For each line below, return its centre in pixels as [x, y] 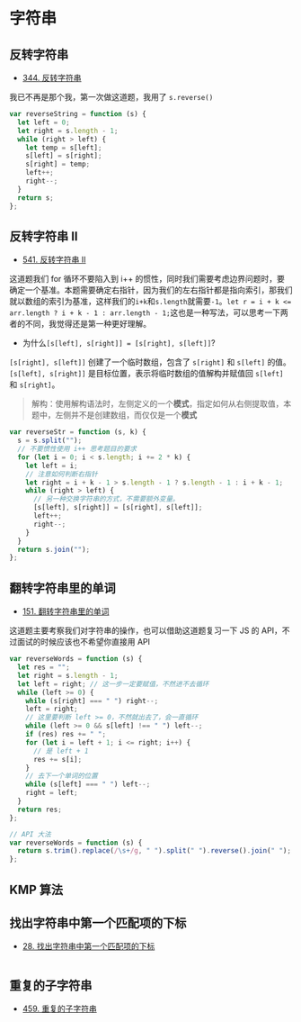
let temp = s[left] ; [64, 148]
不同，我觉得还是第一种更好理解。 [88, 324]
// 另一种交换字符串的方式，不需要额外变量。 [106, 499]
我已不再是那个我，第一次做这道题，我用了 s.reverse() [111, 97]
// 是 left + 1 [61, 751]
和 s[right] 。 [35, 384]
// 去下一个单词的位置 [62, 776]
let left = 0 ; [44, 122]
